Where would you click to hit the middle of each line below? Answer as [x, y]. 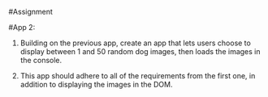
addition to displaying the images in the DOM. [96, 84]
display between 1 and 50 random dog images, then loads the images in [140, 51]
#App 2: [22, 27]
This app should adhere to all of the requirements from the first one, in [138, 76]
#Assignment [30, 12]
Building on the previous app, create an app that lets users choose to [136, 43]
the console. [41, 60]
